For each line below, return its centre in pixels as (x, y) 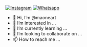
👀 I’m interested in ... (34, 23)
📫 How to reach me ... (36, 39)
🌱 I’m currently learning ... (40, 28)
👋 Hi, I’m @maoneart (34, 17)
